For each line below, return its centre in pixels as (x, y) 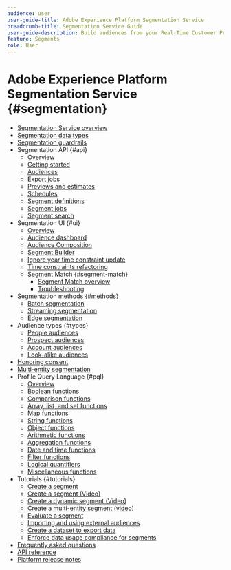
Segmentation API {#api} (52, 149)
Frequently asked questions (56, 545)
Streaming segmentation (62, 310)
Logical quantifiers (54, 464)
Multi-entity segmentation (54, 369)
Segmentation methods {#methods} (68, 296)
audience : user (29, 13)
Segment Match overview (74, 281)
